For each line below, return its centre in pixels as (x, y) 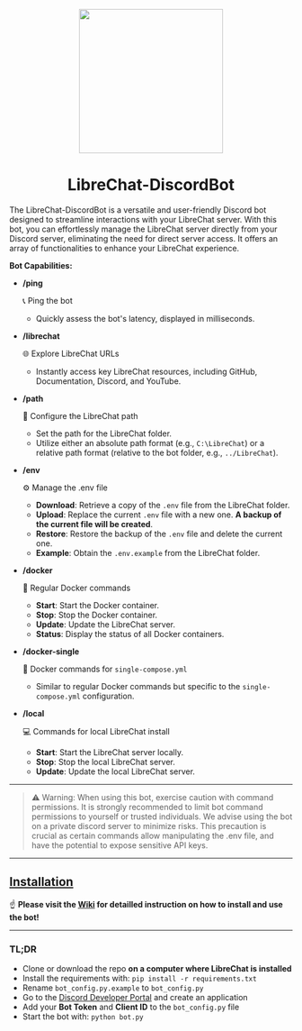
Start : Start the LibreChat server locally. (110, 752)
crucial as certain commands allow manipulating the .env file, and (152, 835)
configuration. (108, 696)
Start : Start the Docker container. (98, 605)
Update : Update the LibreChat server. (106, 624)
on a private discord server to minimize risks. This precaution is (149, 826)
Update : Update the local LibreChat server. (115, 771)
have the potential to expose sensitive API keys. (120, 845)
